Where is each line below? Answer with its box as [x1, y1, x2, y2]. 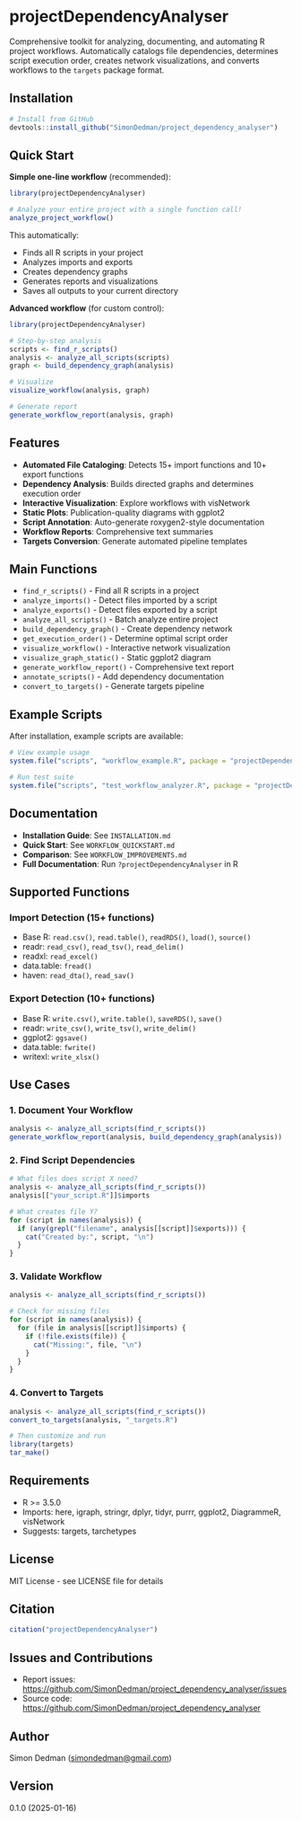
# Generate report [9, 402, 78, 411]
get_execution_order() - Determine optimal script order [21, 633, 228, 644]
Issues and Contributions [9, 1650, 154, 1666]
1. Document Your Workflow [9, 1103, 133, 1116]
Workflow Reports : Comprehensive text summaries [21, 526, 213, 536]
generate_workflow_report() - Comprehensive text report [21, 662, 235, 673]
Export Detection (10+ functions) [9, 993, 155, 1005]
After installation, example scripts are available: [9, 730, 184, 742]
